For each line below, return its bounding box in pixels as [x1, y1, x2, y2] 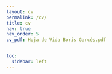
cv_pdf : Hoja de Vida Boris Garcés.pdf [6, 37, 107, 43]
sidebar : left [11, 58, 47, 64]
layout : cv [6, 8, 34, 15]
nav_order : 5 [6, 31, 39, 37]
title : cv [6, 20, 31, 26]
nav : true [6, 25, 31, 32]
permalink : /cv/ [6, 14, 47, 20]
